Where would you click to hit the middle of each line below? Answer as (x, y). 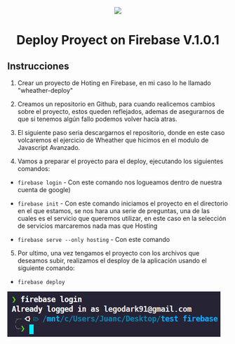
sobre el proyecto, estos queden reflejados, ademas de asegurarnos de (121, 112)
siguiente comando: (46, 268)
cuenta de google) (44, 190)
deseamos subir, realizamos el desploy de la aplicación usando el (112, 261)
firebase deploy (41, 282)
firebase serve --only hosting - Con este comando (94, 240)
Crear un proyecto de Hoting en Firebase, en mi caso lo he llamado (114, 83)
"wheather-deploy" (45, 90)
